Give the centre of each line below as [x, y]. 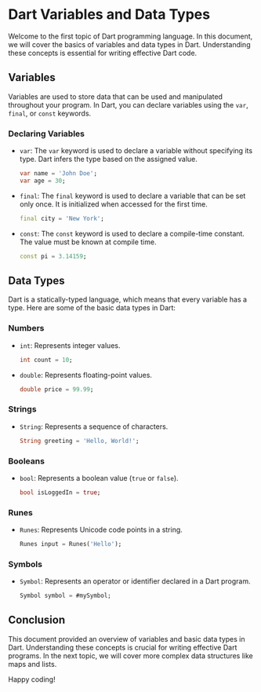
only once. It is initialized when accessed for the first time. [113, 204]
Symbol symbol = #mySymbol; [65, 596]
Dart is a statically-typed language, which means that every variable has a [128, 299]
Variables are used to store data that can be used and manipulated [116, 97]
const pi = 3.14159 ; [53, 256]
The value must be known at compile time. [88, 242]
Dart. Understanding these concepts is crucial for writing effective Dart [123, 647]
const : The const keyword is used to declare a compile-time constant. [132, 233]
